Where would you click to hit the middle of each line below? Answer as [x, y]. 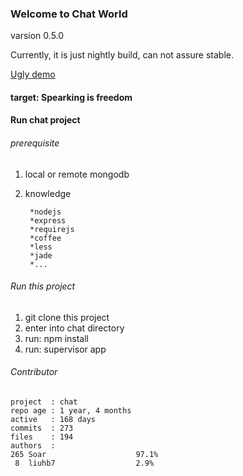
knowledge [48, 193]
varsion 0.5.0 [37, 36]
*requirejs [52, 229]
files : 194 [42, 437]
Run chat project [45, 120]
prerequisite [35, 143]
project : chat [44, 402]
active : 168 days [53, 420]
